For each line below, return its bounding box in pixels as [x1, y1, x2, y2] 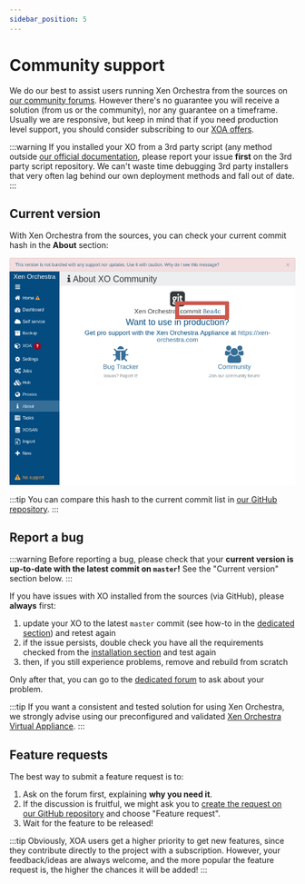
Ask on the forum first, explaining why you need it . [22, 789, 213, 800]
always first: [9, 601, 56, 611]
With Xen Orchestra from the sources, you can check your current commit [9, 230, 287, 241]
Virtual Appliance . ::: [9, 720, 85, 731]
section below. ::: [9, 573, 73, 584]
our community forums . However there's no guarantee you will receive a [9, 94, 280, 105]
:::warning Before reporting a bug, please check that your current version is [9, 554, 294, 565]
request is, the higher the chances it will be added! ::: [9, 864, 208, 876]
